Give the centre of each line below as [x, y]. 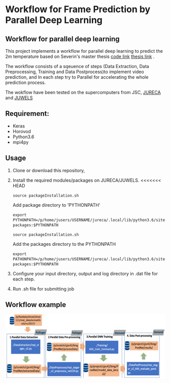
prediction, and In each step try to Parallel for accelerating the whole [77, 77]
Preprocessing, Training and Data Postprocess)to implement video [75, 72]
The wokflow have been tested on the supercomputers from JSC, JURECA [83, 92]
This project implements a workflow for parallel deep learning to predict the [84, 51]
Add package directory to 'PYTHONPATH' [56, 205]
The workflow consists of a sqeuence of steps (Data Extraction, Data [77, 66]
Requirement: [27, 114]
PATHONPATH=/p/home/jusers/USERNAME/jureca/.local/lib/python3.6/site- [90, 259]
